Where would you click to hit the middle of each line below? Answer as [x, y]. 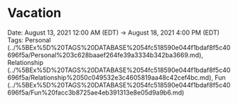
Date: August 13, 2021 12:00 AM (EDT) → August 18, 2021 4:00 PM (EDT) [114, 32]
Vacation [34, 13]
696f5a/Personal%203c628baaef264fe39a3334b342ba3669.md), [106, 55]
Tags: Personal [29, 40]
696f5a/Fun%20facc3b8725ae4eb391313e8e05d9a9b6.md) [96, 92]
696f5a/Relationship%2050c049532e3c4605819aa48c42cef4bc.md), [110, 77]
